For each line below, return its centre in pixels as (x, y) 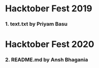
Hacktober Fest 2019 (49, 9)
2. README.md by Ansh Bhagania (47, 60)
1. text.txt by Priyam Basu (36, 24)
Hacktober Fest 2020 (50, 44)
